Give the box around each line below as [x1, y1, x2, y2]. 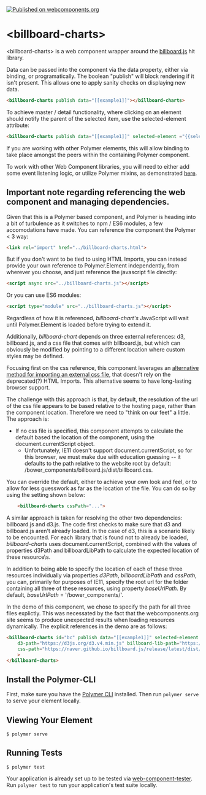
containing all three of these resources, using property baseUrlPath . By [6, 585, 187, 592]
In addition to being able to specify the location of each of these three [6, 565, 183, 572]
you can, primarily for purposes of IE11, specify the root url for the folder [6, 578, 189, 585]
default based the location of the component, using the [15, 434, 154, 441]
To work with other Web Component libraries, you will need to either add [6, 163, 190, 170]
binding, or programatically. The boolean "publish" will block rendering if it [6, 72, 194, 80]
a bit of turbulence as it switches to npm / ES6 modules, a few [6, 220, 163, 227]
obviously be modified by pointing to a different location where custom [6, 346, 185, 353]
